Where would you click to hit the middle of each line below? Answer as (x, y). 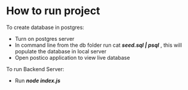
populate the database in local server (61, 51)
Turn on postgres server (44, 38)
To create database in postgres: (45, 27)
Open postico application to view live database (72, 57)
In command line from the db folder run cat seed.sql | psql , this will (98, 45)
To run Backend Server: (35, 69)
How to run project (53, 11)
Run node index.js (38, 81)
